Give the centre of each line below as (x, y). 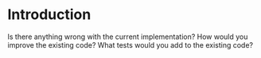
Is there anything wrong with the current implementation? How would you (128, 37)
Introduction (49, 15)
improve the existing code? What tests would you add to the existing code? (130, 44)
